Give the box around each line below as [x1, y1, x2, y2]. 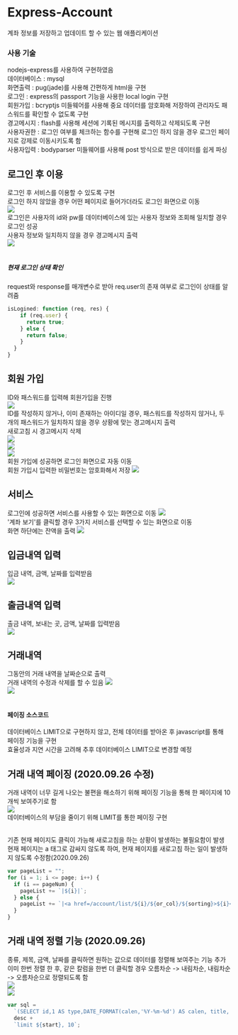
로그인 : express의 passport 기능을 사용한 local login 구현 [7, 92, 169, 101]
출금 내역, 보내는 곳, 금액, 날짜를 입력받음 [7, 619, 120, 628]
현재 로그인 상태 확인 [7, 263, 64, 272]
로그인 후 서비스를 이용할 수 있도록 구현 [7, 189, 115, 197]
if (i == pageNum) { [13, 880, 74, 887]
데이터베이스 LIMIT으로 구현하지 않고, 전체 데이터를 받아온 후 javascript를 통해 [7, 728, 225, 736]
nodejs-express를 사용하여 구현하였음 [7, 65, 114, 74]
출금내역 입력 [7, 599, 62, 611]
